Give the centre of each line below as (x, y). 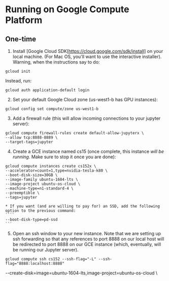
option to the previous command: (41, 211)
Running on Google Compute (67, 9)
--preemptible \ (22, 193)
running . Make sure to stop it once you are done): (64, 157)
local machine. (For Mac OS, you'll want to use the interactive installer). (87, 57)
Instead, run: (19, 81)
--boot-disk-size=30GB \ (31, 175)
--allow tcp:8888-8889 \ (31, 137)
